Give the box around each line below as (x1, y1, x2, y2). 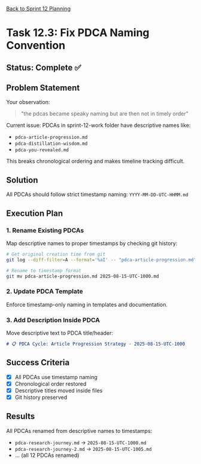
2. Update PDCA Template (6, 287, 83, 295)
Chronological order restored (14, 380, 87, 387)
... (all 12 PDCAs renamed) (14, 451, 80, 459)
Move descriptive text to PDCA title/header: (6, 329, 114, 337)
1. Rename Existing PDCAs (6, 226, 84, 234)
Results (6, 411, 35, 422)
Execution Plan (6, 208, 63, 218)
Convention (6, 39, 66, 53)
